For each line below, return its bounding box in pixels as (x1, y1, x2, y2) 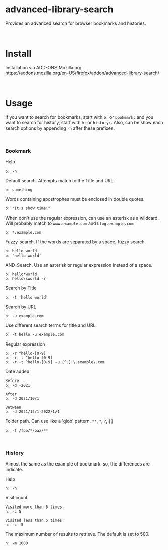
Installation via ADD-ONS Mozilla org (5, 64, 82, 70)
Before (5, 378, 19, 384)
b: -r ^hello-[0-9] (5, 351, 46, 356)
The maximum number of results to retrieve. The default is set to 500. (5, 531, 150, 537)
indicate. (5, 467, 24, 473)
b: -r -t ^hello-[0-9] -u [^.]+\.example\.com (5, 360, 105, 365)
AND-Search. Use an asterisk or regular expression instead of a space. (5, 262, 153, 268)
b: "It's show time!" (5, 206, 51, 211)
